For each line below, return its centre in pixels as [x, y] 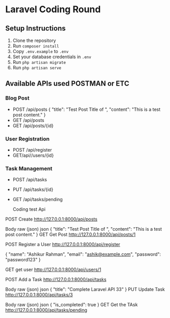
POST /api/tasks [30, 180]
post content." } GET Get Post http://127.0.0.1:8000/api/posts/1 [70, 235]
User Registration [28, 139]
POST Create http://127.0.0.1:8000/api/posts [52, 219]
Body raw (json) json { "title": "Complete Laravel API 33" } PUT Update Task [85, 289]
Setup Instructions [35, 28]
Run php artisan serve [37, 68]
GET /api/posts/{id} [33, 126]
